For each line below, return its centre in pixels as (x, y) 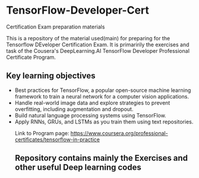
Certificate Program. (31, 57)
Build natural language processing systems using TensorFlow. (90, 115)
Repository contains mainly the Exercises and (101, 158)
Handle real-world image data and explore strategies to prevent (92, 103)
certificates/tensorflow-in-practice (57, 139)
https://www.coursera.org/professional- (119, 133)
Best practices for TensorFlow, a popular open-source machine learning (103, 90)
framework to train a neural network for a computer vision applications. (102, 96)
